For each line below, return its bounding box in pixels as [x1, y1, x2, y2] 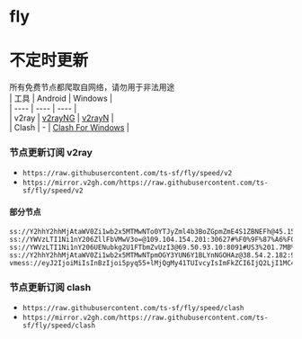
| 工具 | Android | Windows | [9, 93, 113, 104]
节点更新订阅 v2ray [9, 147, 93, 159]
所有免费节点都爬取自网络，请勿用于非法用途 [9, 82, 175, 93]
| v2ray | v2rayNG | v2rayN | [9, 112, 114, 123]
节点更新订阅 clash [9, 281, 92, 293]
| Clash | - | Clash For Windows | [9, 122, 130, 133]
